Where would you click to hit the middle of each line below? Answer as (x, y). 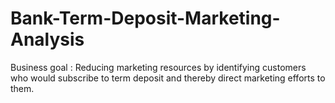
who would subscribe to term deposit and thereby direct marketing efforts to (168, 78)
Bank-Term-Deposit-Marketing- (145, 18)
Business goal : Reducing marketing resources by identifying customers (158, 67)
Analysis (47, 39)
